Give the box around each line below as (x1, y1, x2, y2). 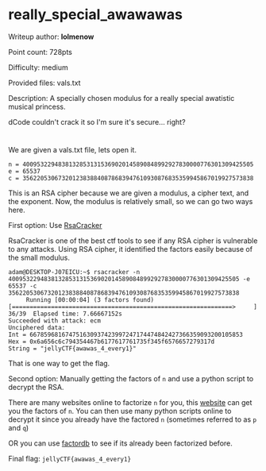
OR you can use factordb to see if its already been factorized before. (8, 438, 233, 448)
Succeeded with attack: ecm (8, 317, 102, 325)
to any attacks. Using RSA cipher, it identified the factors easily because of (8, 245, 253, 254)
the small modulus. (8, 253, 70, 263)
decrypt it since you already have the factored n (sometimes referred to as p (8, 415, 256, 424)
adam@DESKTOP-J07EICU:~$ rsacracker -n (8, 268, 141, 276)
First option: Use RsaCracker (8, 221, 102, 230)
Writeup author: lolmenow (8, 32, 94, 41)
